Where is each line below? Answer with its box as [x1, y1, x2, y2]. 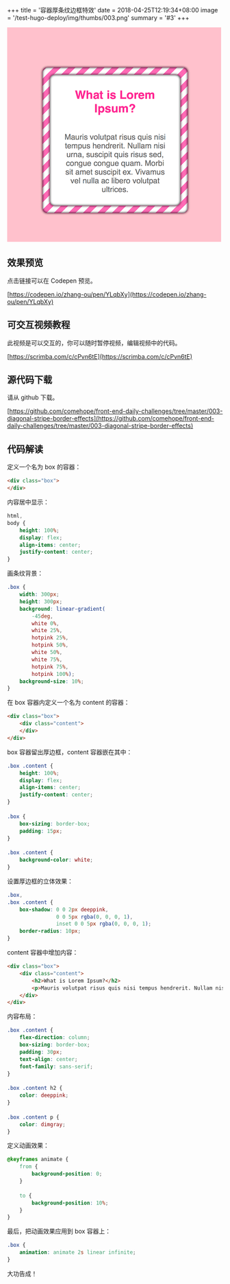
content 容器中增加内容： [7, 948, 79, 956]
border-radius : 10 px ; [19, 928, 81, 935]
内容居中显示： [7, 498, 49, 506]
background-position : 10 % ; [31, 1200, 109, 1206]
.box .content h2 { [7, 1085, 63, 1092]
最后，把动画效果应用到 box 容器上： [7, 1227, 112, 1235]
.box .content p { [7, 1114, 60, 1121]
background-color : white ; [19, 856, 94, 863]
